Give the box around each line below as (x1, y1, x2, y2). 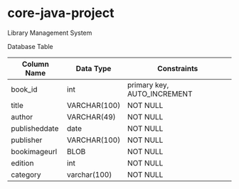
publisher (11, 135, 43, 145)
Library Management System (7, 28, 92, 37)
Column (21, 59, 50, 69)
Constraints (157, 63, 198, 73)
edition (11, 158, 34, 168)
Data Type (75, 63, 112, 73)
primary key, (127, 80, 169, 90)
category (11, 169, 41, 179)
